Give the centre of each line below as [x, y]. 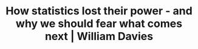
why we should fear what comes [99, 24]
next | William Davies [99, 36]
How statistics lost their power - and [99, 11]
